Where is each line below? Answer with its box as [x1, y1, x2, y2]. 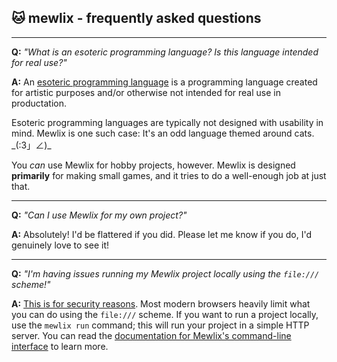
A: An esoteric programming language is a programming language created [11, 76, 318, 88]
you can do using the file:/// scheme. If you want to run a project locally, [11, 308, 319, 320]
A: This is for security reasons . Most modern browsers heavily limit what [11, 297, 311, 310]
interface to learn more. [11, 340, 109, 352]
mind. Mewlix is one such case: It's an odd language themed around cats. [11, 127, 315, 139]
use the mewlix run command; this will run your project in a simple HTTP [11, 319, 310, 331]
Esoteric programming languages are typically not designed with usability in [11, 116, 324, 128]
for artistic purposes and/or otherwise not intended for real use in [11, 86, 281, 98]
